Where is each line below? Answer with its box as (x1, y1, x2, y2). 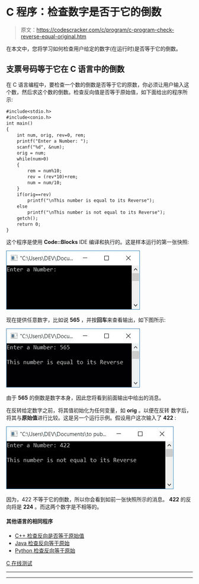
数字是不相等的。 (60, 503, 102, 510)
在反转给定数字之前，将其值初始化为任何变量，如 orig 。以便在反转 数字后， (6, 407, 192, 414)
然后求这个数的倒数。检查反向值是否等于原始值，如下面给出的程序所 (21, 88, 188, 96)
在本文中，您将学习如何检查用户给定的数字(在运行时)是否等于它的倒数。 (6, 45, 182, 52)
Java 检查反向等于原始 (14, 539, 70, 547)
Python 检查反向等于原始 (14, 547, 76, 554)
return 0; (17, 221, 41, 227)
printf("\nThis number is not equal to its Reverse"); (27, 209, 166, 215)
